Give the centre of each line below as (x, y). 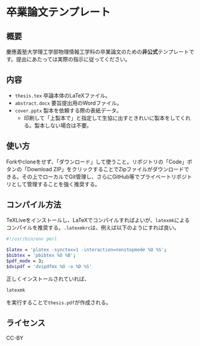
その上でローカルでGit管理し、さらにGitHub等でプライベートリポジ (104, 177)
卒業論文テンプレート (59, 12)
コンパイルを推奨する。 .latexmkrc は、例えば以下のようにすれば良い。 (93, 227)
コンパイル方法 (34, 205)
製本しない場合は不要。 (63, 125)
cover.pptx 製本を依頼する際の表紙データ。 (68, 110)
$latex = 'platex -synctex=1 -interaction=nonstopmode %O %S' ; (87, 250)
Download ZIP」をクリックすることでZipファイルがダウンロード (105, 169)
